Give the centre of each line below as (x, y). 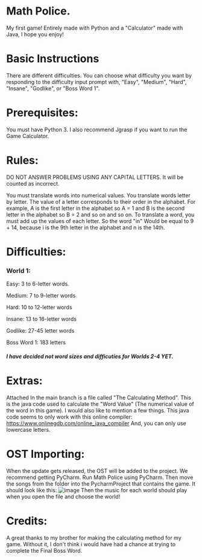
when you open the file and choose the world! (63, 497)
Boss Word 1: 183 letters (36, 342)
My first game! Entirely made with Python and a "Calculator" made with (95, 28)
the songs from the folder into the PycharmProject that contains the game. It (101, 483)
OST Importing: (46, 454)
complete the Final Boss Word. (44, 550)
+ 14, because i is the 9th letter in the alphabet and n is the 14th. (86, 227)
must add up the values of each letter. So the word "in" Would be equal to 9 (100, 221)
